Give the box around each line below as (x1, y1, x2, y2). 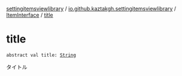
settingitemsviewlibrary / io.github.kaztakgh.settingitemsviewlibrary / (6, 5, 177, 12)
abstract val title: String (6, 52, 77, 58)
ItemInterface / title (6, 11, 53, 19)
